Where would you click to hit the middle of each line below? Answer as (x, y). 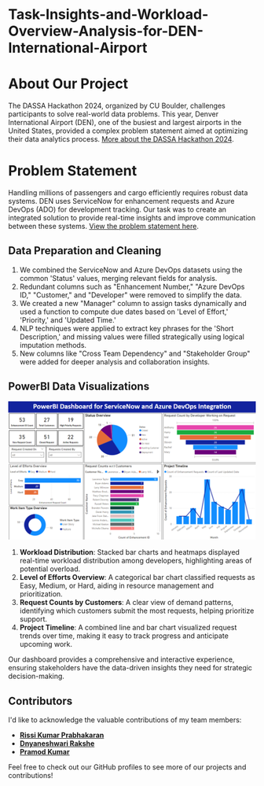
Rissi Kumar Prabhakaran (62, 735)
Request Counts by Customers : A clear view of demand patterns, (126, 603)
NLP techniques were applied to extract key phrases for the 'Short (126, 328)
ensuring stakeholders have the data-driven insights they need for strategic (130, 668)
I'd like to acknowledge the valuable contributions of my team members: (125, 720)
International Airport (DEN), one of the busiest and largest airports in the (125, 123)
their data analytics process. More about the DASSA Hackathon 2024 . (121, 139)
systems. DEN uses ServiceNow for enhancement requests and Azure (121, 201)
